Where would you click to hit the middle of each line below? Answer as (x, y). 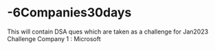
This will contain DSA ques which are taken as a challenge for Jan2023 (108, 32)
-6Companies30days (69, 13)
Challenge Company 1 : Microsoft (54, 38)
